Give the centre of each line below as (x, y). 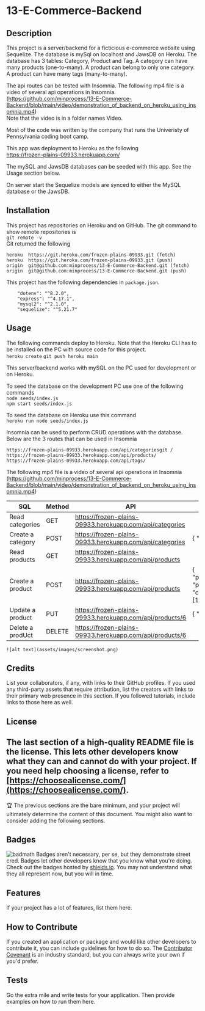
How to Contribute (42, 927)
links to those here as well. (40, 703)
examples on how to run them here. (51, 1001)
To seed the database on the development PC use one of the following (95, 386)
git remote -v (24, 238)
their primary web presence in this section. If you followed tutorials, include (101, 696)
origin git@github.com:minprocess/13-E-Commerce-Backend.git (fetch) (98, 265)
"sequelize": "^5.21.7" (48, 309)
